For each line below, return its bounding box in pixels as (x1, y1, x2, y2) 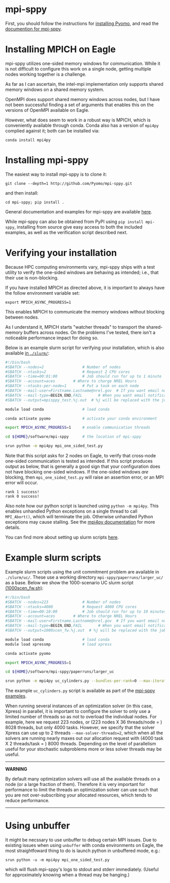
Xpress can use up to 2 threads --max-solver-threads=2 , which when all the (5, 730, 163, 736)
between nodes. (5, 314, 39, 320)
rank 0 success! (5, 494, 39, 499)
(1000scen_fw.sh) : (5, 585, 44, 591)
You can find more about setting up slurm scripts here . (5, 534, 119, 540)
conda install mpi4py (5, 137, 51, 143)
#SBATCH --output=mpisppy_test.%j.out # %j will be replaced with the (5, 397, 159, 402)
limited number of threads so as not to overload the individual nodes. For (5, 714, 157, 720)
